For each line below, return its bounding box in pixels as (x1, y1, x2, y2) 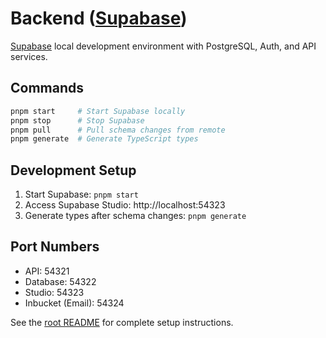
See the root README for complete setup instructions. (10, 316, 234, 328)
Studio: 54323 (24, 286, 85, 298)
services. (10, 50, 48, 62)
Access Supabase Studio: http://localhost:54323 (24, 199, 226, 211)
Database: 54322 (24, 275, 97, 287)
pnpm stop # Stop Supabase (10, 115, 145, 126)
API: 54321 (24, 265, 70, 277)
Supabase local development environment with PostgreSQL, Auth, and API (10, 40, 317, 52)
